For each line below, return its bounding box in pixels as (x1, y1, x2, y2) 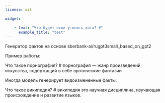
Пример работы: (5, 53, 41, 59)
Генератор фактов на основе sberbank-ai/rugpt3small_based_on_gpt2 (5, 43, 152, 50)
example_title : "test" (18, 30, 66, 35)
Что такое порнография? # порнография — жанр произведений (5, 62, 141, 68)
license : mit (5, 7, 32, 12)
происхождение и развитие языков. (5, 92, 82, 98)
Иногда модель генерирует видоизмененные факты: (5, 77, 117, 83)
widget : (5, 16, 21, 21)
